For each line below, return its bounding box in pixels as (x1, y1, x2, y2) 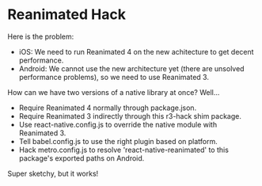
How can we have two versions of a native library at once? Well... (7, 87, 220, 97)
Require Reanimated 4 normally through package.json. (18, 103, 197, 112)
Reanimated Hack (7, 6, 126, 24)
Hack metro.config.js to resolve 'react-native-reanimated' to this (18, 145, 229, 154)
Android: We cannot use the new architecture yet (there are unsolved (18, 63, 245, 73)
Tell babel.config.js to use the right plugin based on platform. (18, 136, 218, 146)
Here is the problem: (7, 32, 74, 41)
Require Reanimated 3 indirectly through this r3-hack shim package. (18, 111, 242, 120)
